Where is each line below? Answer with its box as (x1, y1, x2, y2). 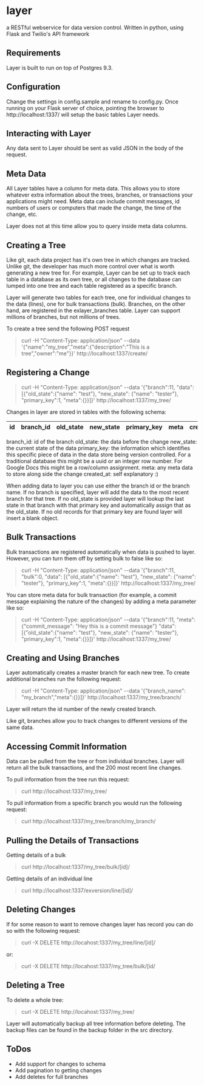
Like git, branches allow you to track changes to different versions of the (6, 717, 188, 725)
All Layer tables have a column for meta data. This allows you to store (6, 185, 180, 192)
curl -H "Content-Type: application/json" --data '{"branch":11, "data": (21, 383, 194, 391)
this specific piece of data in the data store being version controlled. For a (6, 451, 191, 458)
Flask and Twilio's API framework (6, 30, 90, 37)
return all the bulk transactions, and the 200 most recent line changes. (6, 764, 182, 772)
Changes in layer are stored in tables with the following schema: (6, 408, 167, 416)
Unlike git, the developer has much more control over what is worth (6, 263, 175, 270)
